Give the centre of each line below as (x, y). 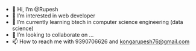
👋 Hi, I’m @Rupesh (35, 9)
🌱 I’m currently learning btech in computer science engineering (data (97, 22)
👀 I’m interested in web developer (53, 16)
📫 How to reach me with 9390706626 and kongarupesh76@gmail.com (101, 41)
